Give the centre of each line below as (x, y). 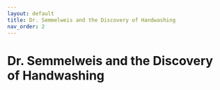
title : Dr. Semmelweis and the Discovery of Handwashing (92, 20)
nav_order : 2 (26, 26)
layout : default (31, 13)
